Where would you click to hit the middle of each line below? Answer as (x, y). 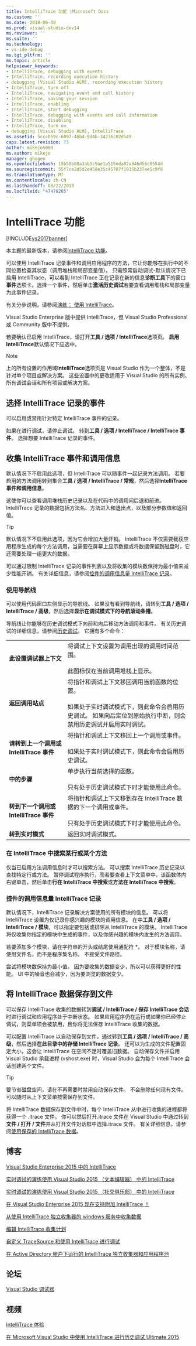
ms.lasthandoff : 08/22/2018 (40, 186)
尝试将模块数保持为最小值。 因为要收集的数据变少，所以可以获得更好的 (91, 966)
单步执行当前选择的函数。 (103, 771)
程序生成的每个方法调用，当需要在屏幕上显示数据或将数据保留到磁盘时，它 (100, 546)
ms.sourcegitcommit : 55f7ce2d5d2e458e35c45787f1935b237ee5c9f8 (85, 170)
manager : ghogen (26, 159)
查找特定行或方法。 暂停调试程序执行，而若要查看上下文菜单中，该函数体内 (96, 874)
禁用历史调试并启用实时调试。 (108, 725)
